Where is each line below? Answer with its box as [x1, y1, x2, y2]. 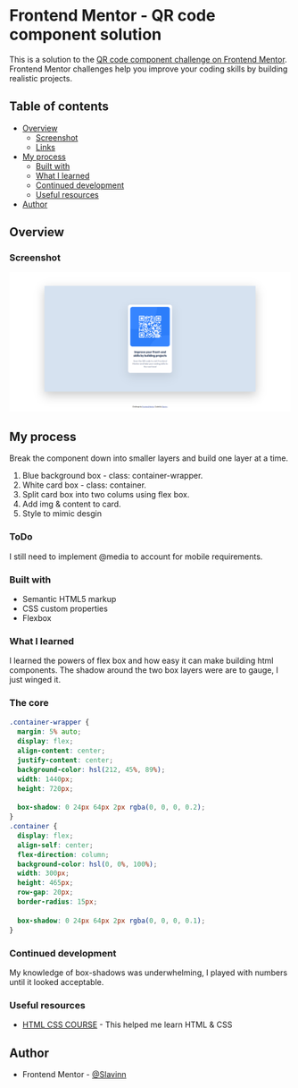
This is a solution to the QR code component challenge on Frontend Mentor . [9, 54, 287, 64]
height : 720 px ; [17, 784, 74, 793]
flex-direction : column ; [17, 850, 110, 859]
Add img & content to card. [21, 498, 122, 510]
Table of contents [9, 99, 109, 115]
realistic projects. [9, 72, 73, 83]
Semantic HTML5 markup [21, 593, 117, 604]
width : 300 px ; [17, 869, 70, 878]
